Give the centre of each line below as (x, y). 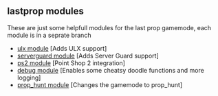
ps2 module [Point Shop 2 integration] (71, 63)
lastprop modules (46, 11)
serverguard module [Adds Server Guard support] (88, 56)
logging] (29, 77)
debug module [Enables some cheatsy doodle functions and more (110, 70)
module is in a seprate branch (49, 35)
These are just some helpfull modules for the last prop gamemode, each (109, 27)
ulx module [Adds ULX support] (62, 48)
